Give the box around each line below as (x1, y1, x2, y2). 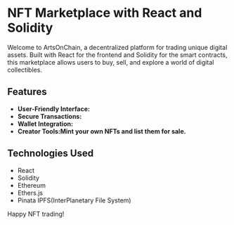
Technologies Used (7, 148, 93, 160)
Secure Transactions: (17, 112, 82, 120)
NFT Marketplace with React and (7, 5, 202, 21)
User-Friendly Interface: (17, 104, 90, 113)
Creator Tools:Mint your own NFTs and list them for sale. (17, 127, 186, 135)
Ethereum (17, 181, 46, 189)
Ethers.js (17, 188, 44, 197)
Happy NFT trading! (7, 210, 65, 218)
